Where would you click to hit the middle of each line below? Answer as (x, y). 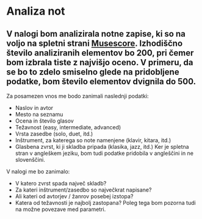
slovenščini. (30, 160)
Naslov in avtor (34, 108)
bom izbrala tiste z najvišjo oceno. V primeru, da (100, 62)
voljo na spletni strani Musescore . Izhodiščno (95, 43)
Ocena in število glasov (45, 121)
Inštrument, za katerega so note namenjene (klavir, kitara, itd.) (93, 140)
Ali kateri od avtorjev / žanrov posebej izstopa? (74, 196)
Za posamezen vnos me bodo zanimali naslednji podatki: (78, 96)
